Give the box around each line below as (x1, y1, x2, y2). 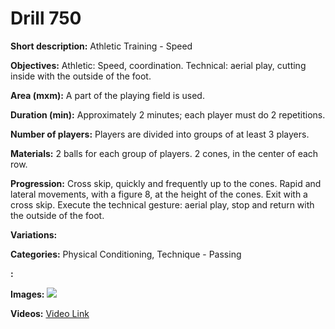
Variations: (10, 228, 58, 241)
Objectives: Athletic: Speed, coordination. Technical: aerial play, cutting (10, 59, 307, 71)
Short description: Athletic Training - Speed (10, 40, 193, 52)
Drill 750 (10, 7, 82, 30)
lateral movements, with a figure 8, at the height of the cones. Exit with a (10, 188, 308, 200)
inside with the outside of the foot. (10, 70, 152, 82)
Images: (10, 288, 45, 300)
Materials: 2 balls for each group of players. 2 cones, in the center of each (10, 147, 319, 159)
